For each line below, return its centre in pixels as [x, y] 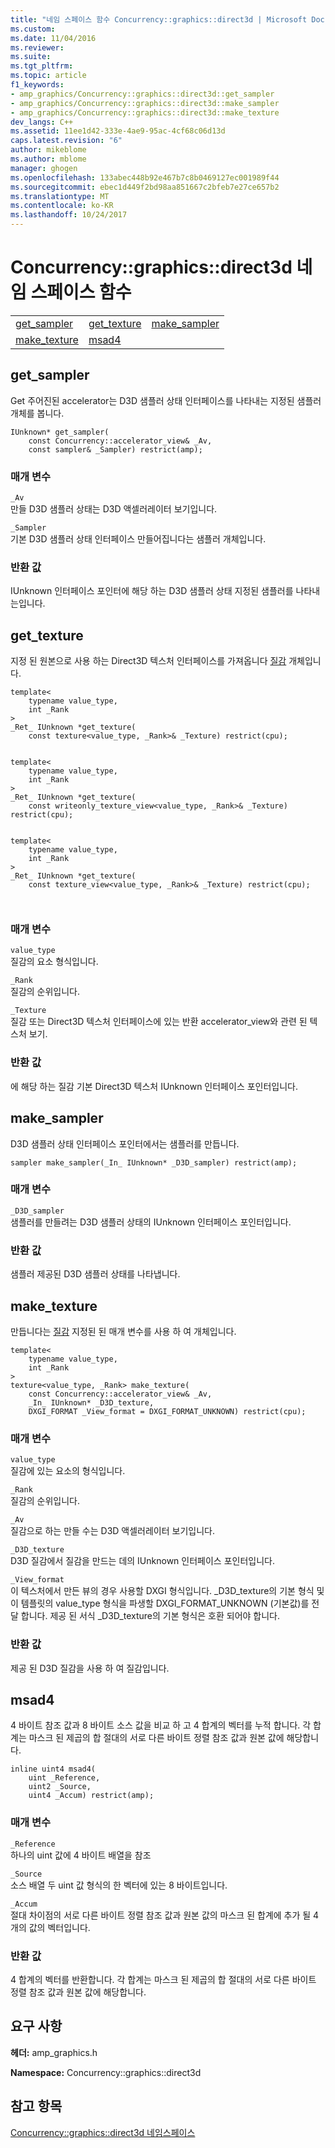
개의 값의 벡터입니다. [50, 1927]
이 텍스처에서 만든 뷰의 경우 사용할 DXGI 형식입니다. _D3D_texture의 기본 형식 [162, 1591]
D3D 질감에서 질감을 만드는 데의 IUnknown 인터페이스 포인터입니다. [142, 1561]
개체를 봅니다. [37, 413]
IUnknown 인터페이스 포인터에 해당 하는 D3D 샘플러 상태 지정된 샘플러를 [152, 591]
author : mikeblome [48, 150]
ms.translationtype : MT [60, 196]
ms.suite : [31, 57]
